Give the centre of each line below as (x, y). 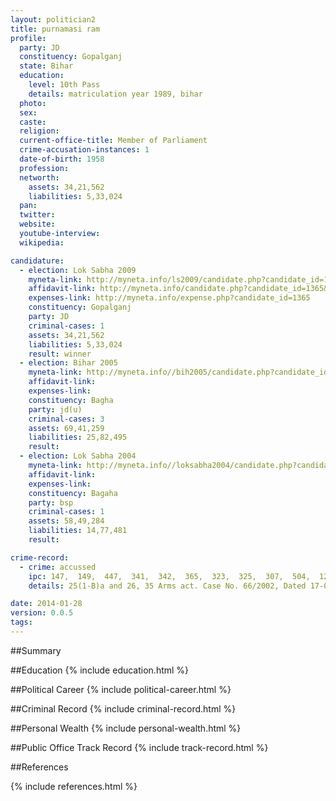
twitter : (37, 215)
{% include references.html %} (74, 786)
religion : (39, 131)
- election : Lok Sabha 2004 (78, 456)
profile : (28, 38)
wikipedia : (42, 242)
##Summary (36, 650)
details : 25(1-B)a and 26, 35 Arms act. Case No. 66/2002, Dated (167, 586)
